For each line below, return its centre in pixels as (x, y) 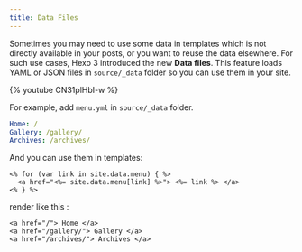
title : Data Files (44, 18)
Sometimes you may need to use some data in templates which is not (138, 43)
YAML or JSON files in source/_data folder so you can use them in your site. (150, 72)
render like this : (39, 207)
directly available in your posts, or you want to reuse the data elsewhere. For (151, 53)
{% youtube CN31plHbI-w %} (64, 89)
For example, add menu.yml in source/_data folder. (101, 107)
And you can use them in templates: (76, 158)
